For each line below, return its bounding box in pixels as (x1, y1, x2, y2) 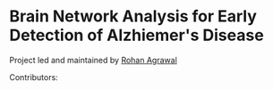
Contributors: (9, 71, 58, 82)
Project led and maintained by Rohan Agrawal (9, 54, 177, 65)
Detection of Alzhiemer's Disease (9, 25, 264, 45)
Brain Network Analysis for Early (9, 6, 258, 27)
